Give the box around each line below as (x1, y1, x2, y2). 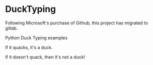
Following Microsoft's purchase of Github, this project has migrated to (5, 20, 148, 26)
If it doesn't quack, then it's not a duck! (5, 54, 85, 60)
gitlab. (5, 25, 18, 31)
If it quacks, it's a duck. (5, 44, 53, 50)
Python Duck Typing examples (5, 35, 68, 41)
